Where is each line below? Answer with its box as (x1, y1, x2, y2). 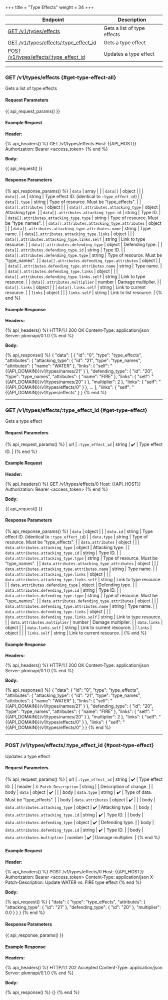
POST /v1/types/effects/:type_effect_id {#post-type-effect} (5, 742, 154, 749)
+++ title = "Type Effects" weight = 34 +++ (5, 5, 94, 10)
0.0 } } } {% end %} (5, 910, 45, 916)
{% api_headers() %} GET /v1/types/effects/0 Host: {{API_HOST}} (5, 481, 141, 487)
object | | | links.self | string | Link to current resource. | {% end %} (5, 630, 147, 636)
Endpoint (42, 16, 64, 23)
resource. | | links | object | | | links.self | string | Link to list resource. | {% (5, 289, 162, 296)
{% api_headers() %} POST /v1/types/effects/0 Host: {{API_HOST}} (5, 868, 144, 874)
